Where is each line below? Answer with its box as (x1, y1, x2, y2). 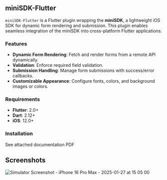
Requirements (5, 96, 40, 103)
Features (5, 40, 27, 47)
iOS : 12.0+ (12, 118, 34, 124)
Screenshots (5, 156, 46, 165)
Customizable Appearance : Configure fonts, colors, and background (12, 78, 156, 84)
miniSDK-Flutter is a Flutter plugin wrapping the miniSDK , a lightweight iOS (5, 17, 161, 23)
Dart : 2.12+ (12, 112, 35, 119)
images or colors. (12, 83, 48, 89)
